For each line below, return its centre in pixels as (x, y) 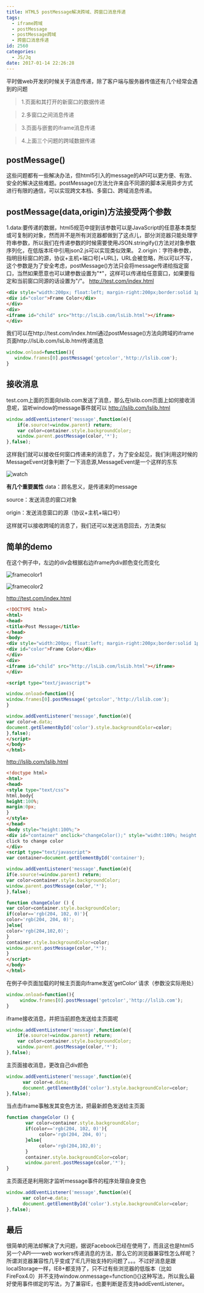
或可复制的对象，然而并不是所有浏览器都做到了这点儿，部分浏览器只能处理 (99, 235)
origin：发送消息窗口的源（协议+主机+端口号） (65, 513)
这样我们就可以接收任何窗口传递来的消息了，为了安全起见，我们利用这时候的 (102, 454)
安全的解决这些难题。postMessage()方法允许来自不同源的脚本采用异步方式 (100, 183)
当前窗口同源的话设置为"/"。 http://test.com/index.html (85, 281)
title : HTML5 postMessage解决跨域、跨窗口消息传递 (66, 12)
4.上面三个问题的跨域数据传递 (58, 140)
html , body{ (20, 796)
